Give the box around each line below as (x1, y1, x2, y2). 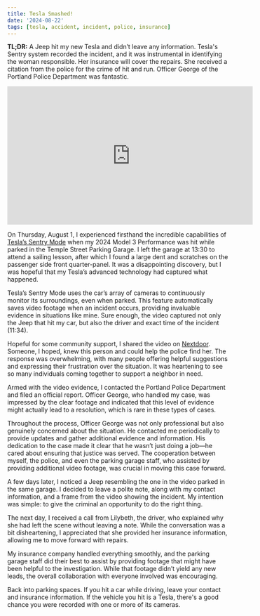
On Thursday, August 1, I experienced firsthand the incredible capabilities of (7, 230, 226, 239)
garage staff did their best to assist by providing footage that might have (7, 557, 216, 565)
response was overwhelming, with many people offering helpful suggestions (7, 355, 228, 363)
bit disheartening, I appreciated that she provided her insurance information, (7, 528, 228, 537)
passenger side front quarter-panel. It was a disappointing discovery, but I (7, 261, 222, 269)
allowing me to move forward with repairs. (7, 536, 129, 544)
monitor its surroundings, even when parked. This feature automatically (7, 296, 214, 305)
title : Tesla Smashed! (7, 10, 74, 18)
